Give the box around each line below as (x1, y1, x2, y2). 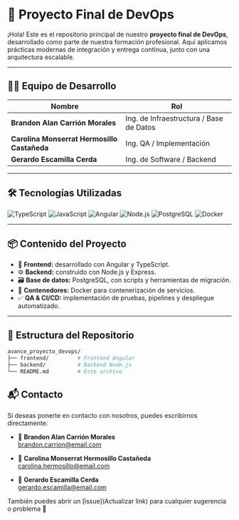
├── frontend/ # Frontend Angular (7, 355, 135, 362)
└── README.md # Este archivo (7, 367, 122, 375)
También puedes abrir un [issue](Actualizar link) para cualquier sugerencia (7, 496, 226, 505)
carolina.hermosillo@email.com (17, 462, 110, 470)
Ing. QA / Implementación (125, 138, 211, 148)
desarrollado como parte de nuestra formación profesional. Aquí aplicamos (7, 37, 228, 46)
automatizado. (17, 302, 60, 310)
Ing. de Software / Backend (125, 154, 216, 164)
